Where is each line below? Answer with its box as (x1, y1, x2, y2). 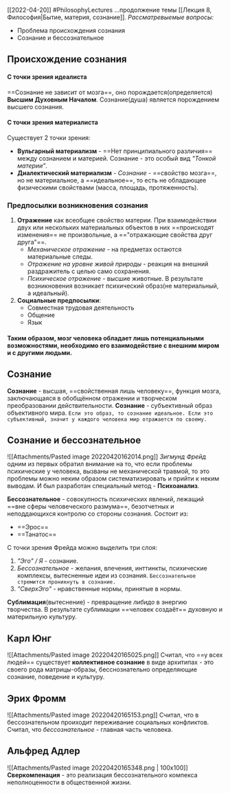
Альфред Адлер (7, 745, 80, 757)
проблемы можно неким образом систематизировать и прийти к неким (7, 474, 220, 483)
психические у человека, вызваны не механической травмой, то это (7, 467, 210, 476)
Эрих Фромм (7, 693, 67, 704)
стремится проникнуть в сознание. (16, 579, 116, 586)
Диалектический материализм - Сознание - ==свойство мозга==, (16, 168, 218, 177)
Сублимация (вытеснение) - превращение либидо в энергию (7, 598, 187, 606)
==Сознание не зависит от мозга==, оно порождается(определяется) (7, 88, 213, 96)
